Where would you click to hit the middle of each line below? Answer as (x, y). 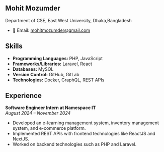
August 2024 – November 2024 (38, 113)
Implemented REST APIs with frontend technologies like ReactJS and (84, 134)
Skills (14, 46)
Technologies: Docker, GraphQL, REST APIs (58, 80)
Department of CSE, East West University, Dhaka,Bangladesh (68, 20)
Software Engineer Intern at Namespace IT (51, 108)
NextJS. (21, 139)
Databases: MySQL (33, 69)
